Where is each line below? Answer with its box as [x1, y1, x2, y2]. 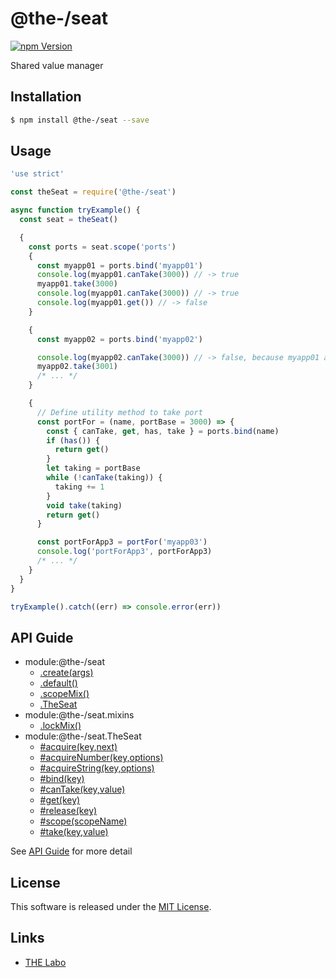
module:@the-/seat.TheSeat [24, 730, 142, 742]
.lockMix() [39, 720, 82, 732]
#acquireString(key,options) [39, 762, 155, 774]
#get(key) [39, 794, 81, 806]
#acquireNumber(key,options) [39, 752, 164, 764]
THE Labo [24, 956, 67, 968]
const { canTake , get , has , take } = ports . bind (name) [46, 426, 280, 436]
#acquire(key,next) [39, 741, 118, 753]
